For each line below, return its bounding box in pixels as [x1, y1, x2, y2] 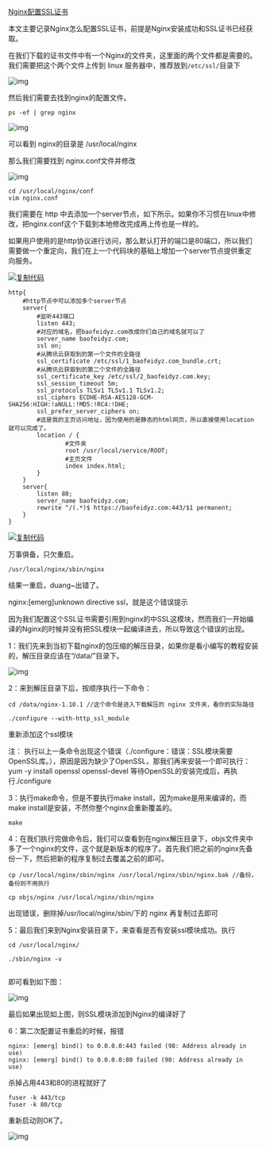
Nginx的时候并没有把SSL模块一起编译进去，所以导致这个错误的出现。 [21, 624, 249, 634]
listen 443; [37, 320, 77, 328]
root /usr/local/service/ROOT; [64, 447, 169, 455]
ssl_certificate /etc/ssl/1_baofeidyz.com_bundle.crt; [37, 357, 222, 365]
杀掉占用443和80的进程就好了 [8, 1078, 107, 1087]
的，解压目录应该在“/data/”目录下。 [8, 651, 125, 660]
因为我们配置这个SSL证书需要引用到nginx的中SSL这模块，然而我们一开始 [8, 615, 247, 623]
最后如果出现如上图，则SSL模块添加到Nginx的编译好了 [8, 1009, 187, 1019]
